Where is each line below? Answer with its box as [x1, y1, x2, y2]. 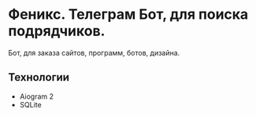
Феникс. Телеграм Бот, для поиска [8, 5, 249, 24]
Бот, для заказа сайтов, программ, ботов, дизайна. [8, 48, 180, 57]
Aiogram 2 [19, 92, 54, 101]
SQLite [19, 100, 42, 109]
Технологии [8, 71, 69, 84]
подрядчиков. [8, 22, 106, 40]
